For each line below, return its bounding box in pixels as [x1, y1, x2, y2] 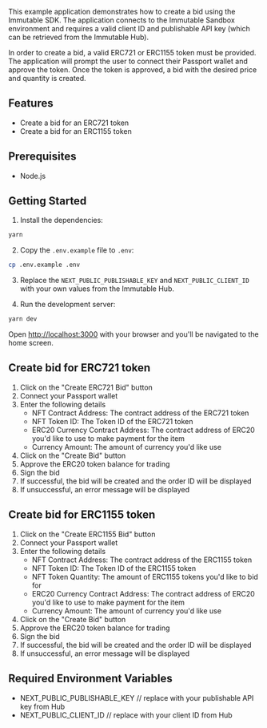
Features [8, 96, 54, 111]
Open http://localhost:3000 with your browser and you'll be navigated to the [8, 330, 259, 339]
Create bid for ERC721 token [8, 361, 151, 375]
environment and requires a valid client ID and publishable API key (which [8, 24, 250, 33]
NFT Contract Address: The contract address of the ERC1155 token [31, 555, 253, 564]
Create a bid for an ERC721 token [19, 118, 130, 127]
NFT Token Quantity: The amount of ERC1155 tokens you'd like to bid [31, 572, 258, 581]
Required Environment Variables [8, 672, 173, 686]
